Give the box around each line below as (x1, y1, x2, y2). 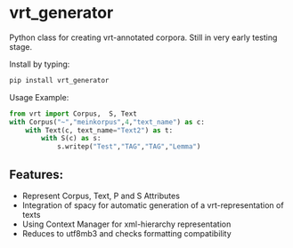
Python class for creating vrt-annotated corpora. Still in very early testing (9, 32, 278, 43)
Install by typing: (9, 59, 70, 69)
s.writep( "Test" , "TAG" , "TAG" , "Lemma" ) (56, 142, 201, 151)
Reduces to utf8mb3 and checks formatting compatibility (21, 228, 232, 238)
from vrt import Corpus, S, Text (9, 109, 138, 118)
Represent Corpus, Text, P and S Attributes (21, 190, 181, 201)
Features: (9, 167, 64, 182)
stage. (9, 41, 33, 52)
